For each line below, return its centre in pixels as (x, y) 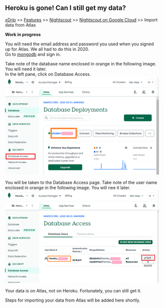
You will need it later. (26, 69)
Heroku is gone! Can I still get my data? (65, 8)
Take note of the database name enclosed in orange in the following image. (81, 63)
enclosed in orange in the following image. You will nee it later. (68, 188)
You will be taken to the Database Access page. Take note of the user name (81, 183)
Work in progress (23, 34)
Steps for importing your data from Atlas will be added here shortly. (73, 300)
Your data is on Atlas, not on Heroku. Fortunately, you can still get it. (73, 291)
